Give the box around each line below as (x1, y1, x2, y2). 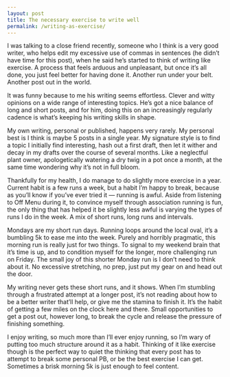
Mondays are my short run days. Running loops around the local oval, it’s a (7, 226, 218, 234)
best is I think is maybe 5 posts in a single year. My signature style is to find (7, 134, 221, 142)
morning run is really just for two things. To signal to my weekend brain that (7, 241, 220, 249)
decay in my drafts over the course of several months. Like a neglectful (7, 148, 208, 157)
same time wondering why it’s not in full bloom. (7, 163, 141, 172)
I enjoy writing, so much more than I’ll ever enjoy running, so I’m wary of (7, 333, 211, 341)
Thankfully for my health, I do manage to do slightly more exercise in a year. (7, 176, 222, 185)
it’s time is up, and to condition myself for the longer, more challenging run (7, 248, 218, 256)
